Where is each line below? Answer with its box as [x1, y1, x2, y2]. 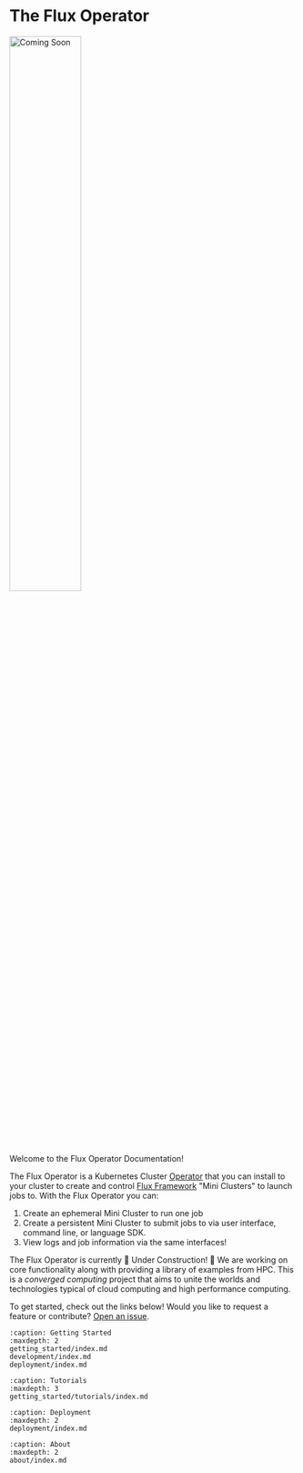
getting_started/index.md [9, 1344, 107, 1353]
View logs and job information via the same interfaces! [22, 1236, 227, 1247]
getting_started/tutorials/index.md [9, 1392, 148, 1401]
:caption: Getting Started [9, 1328, 112, 1337]
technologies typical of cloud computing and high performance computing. [9, 1283, 291, 1294]
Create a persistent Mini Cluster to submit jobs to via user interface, [22, 1217, 277, 1228]
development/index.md [9, 1352, 92, 1361]
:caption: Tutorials [9, 1376, 88, 1385]
